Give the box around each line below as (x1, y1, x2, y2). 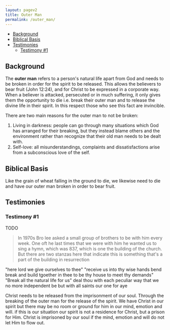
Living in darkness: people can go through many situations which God (12, 122, 159, 129)
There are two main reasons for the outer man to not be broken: (5, 113, 139, 119)
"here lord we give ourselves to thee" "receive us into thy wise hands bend (5, 266, 162, 272)
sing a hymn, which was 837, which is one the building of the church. (17, 245, 162, 251)
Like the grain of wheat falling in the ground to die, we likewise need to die (5, 178, 161, 184)
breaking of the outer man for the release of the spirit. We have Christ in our (5, 298, 164, 304)
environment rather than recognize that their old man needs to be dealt (12, 133, 161, 139)
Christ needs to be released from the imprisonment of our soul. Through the (5, 292, 164, 298)
